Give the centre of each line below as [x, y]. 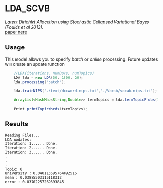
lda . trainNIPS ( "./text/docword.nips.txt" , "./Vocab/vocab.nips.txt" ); [86, 91]
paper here [16, 32]
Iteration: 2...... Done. [31, 148]
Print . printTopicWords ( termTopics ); [51, 109]
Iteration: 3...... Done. [31, 152]
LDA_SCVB [27, 8]
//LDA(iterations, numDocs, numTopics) [54, 73]
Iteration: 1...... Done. [31, 143]
